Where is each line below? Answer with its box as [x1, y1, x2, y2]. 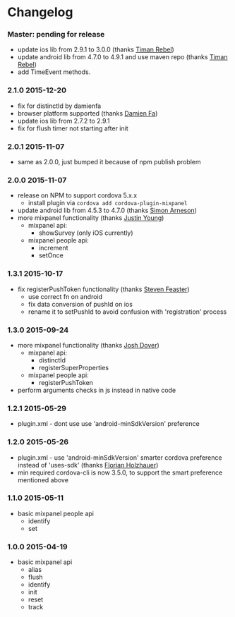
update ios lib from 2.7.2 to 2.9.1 [17, 116, 110, 125]
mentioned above [17, 475, 69, 484]
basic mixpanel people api [17, 509, 94, 518]
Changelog [7, 4, 73, 20]
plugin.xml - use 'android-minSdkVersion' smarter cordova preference [17, 453, 222, 462]
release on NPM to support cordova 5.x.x [17, 191, 138, 200]
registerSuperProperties [38, 363, 109, 372]
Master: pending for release [7, 30, 105, 39]
